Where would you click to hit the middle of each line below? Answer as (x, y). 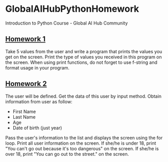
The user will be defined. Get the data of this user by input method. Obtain (83, 96)
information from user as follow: (39, 101)
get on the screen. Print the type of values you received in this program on (84, 57)
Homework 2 (26, 84)
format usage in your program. (38, 67)
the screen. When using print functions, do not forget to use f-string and (81, 62)
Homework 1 (26, 39)
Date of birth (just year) (37, 128)
